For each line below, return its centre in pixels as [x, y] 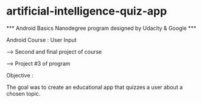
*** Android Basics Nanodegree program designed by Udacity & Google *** [101, 28]
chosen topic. [23, 93]
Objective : [20, 75]
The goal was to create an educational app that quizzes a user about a [95, 87]
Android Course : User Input [42, 40]
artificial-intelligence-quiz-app [87, 11]
